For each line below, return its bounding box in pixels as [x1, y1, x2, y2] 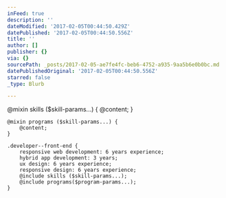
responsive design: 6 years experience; [19, 166, 137, 174]
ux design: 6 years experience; [19, 161, 112, 168]
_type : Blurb [7, 80, 45, 87]
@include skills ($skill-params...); [19, 173, 128, 179]
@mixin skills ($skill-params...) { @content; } [7, 105, 133, 113]
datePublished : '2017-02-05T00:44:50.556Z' [7, 29, 134, 36]
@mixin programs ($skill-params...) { [7, 118, 118, 126]
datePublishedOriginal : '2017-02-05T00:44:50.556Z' [7, 67, 158, 74]
